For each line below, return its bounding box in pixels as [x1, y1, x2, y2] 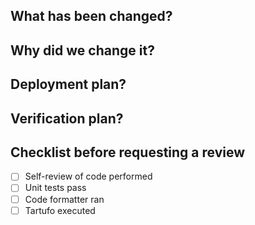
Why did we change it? [10, 42, 155, 59]
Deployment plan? [10, 76, 127, 93]
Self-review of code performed [24, 170, 153, 183]
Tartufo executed [24, 204, 96, 216]
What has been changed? [10, 8, 173, 25]
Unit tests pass [24, 182, 87, 194]
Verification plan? [10, 110, 124, 127]
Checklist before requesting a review [10, 144, 246, 161]
